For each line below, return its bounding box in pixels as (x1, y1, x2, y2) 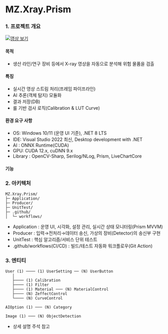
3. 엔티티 (5, 257, 27, 264)
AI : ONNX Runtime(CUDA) (12, 142, 69, 148)
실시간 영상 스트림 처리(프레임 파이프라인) (12, 86, 96, 92)
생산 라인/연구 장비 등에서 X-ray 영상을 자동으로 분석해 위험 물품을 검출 (12, 61, 155, 67)
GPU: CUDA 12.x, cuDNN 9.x (12, 148, 73, 154)
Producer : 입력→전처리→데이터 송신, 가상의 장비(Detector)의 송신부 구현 (12, 230, 161, 236)
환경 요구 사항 (5, 117, 32, 124)
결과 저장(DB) (12, 99, 40, 105)
